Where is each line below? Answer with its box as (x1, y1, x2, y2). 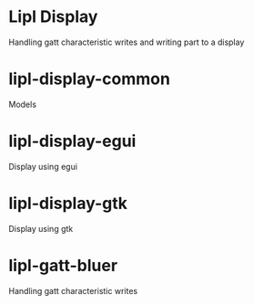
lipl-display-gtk (8, 194, 128, 214)
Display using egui (8, 161, 78, 172)
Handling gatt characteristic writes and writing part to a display (8, 37, 245, 47)
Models (8, 99, 37, 110)
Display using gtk (8, 223, 74, 234)
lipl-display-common (8, 68, 170, 89)
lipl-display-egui (8, 131, 137, 152)
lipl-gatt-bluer (8, 255, 118, 276)
